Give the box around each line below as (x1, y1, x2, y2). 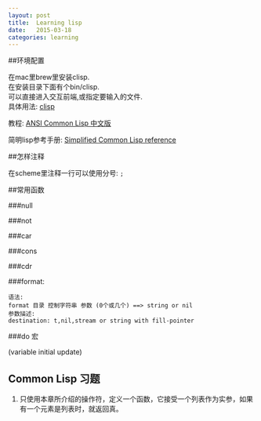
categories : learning (8, 33, 79, 42)
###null (8, 201, 33, 210)
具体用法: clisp (8, 102, 55, 111)
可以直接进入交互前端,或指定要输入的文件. (8, 92, 143, 102)
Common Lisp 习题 (8, 372, 100, 385)
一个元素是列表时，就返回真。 (26, 405, 123, 414)
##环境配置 (8, 56, 45, 65)
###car (8, 231, 32, 241)
